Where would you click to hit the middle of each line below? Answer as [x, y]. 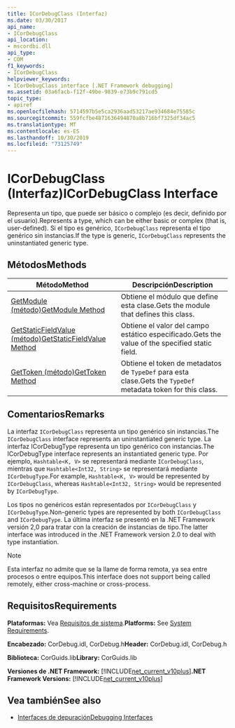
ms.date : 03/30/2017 [37, 20]
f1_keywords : [26, 66]
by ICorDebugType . [33, 491]
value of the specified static [166, 343]
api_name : [22, 27]
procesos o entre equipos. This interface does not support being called [109, 577]
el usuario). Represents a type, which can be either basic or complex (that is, [117, 221]
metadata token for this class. [169, 389]
